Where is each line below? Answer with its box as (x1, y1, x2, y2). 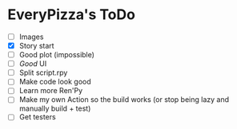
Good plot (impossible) (18, 50, 95, 60)
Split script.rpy (18, 68, 68, 77)
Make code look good (18, 77, 91, 87)
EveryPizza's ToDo (7, 6, 135, 24)
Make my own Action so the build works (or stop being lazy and (18, 95, 230, 104)
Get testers (18, 112, 57, 122)
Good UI (18, 59, 47, 68)
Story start (18, 41, 54, 50)
